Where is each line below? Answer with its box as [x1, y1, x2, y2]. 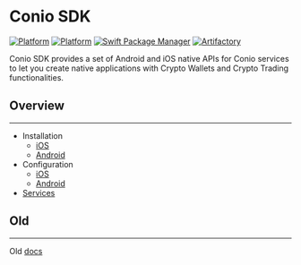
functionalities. [9, 72, 64, 82]
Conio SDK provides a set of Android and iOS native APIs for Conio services [9, 53, 289, 64]
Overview [9, 98, 65, 114]
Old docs [9, 245, 43, 256]
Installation [21, 130, 64, 141]
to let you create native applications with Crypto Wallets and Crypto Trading [9, 63, 289, 73]
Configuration [21, 158, 73, 169]
